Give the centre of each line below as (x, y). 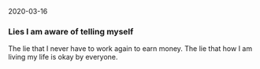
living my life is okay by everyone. (63, 57)
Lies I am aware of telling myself (71, 31)
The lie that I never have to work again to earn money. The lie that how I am (130, 49)
